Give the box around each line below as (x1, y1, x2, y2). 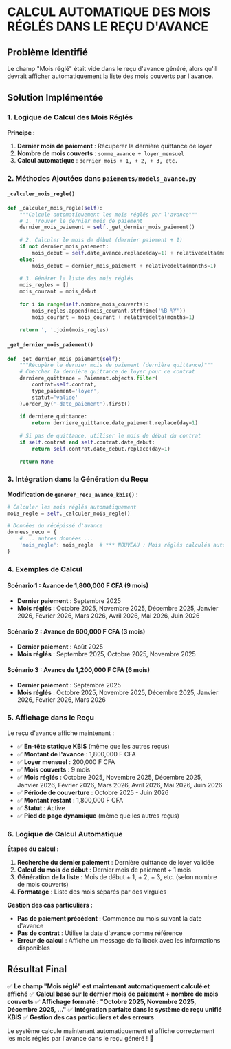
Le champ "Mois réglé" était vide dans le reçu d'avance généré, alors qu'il (7, 65, 217, 72)
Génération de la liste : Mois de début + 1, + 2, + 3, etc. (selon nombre (16, 872, 217, 881)
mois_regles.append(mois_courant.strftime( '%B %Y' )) (32, 307, 186, 314)
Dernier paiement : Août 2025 (16, 643, 104, 651)
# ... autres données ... (19, 536, 94, 542)
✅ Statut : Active (16, 803, 65, 812)
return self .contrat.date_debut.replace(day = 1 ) (32, 445, 170, 452)
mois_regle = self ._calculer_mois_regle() (7, 510, 131, 517)
